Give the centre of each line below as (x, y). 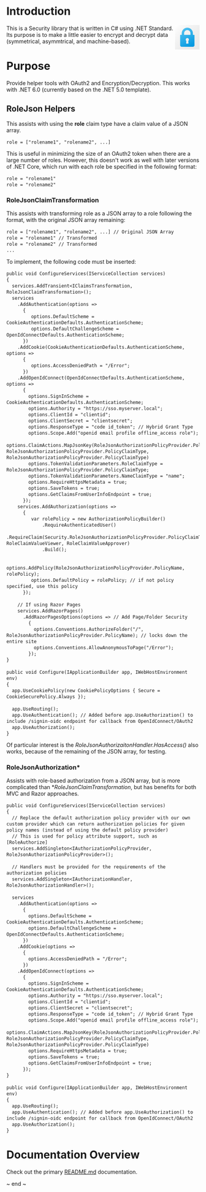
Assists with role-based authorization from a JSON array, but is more (93, 781)
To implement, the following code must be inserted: (71, 261)
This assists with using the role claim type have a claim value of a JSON (97, 123)
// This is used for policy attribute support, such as (85, 836)
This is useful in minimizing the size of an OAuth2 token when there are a (99, 153)
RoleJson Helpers (41, 109)
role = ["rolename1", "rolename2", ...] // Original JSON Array (90, 232)
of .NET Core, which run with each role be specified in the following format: (102, 166)
